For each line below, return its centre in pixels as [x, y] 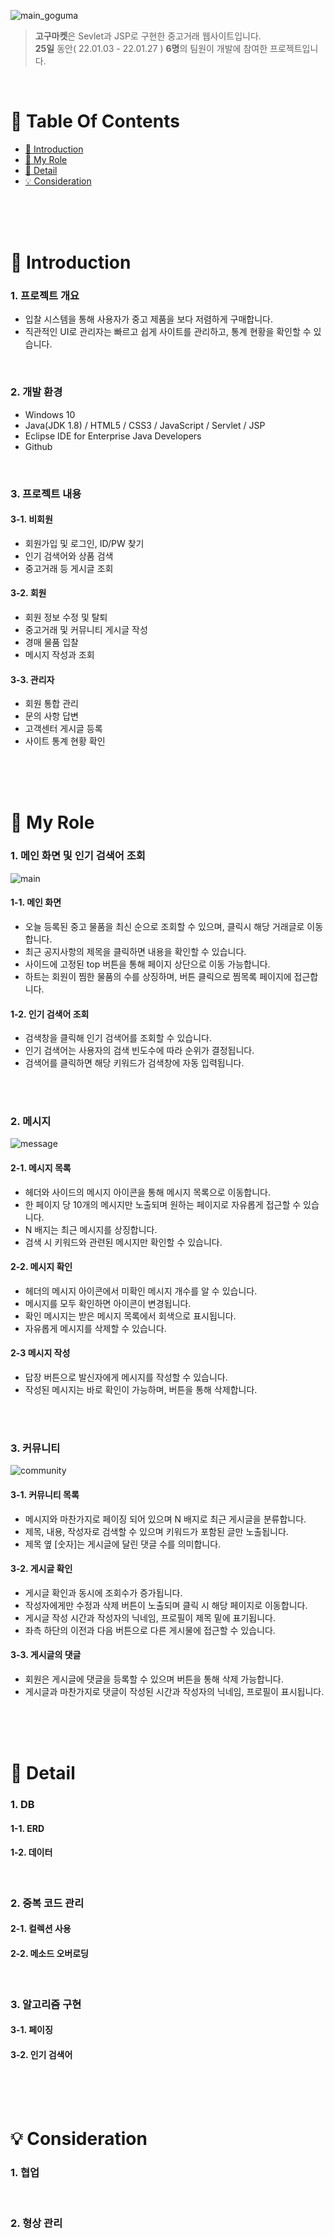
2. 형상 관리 [36, 2223]
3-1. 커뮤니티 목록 [45, 1494]
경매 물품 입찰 [51, 642]
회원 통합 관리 [51, 704]
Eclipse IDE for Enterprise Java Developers [113, 436]
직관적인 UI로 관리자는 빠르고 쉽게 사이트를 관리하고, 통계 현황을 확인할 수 [168, 332]
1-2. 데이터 [31, 1852]
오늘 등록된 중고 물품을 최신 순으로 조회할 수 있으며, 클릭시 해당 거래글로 [164, 926]
